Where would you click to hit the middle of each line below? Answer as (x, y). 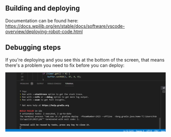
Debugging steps (33, 48)
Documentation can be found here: (42, 20)
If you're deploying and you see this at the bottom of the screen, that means (85, 60)
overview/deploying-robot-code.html (44, 31)
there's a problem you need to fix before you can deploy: (65, 65)
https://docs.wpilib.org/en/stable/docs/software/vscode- (65, 26)
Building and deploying (42, 8)
